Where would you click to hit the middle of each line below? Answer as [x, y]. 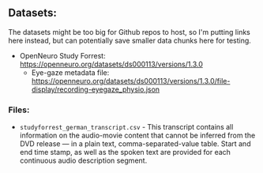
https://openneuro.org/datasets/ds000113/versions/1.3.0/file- [131, 81]
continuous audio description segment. [83, 160]
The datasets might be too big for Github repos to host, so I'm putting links [129, 32]
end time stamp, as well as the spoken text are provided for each [125, 152]
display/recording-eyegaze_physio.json [96, 89]
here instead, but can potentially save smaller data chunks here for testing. [130, 40]
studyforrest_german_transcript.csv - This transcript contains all [126, 127]
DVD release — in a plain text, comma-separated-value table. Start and [135, 144]
